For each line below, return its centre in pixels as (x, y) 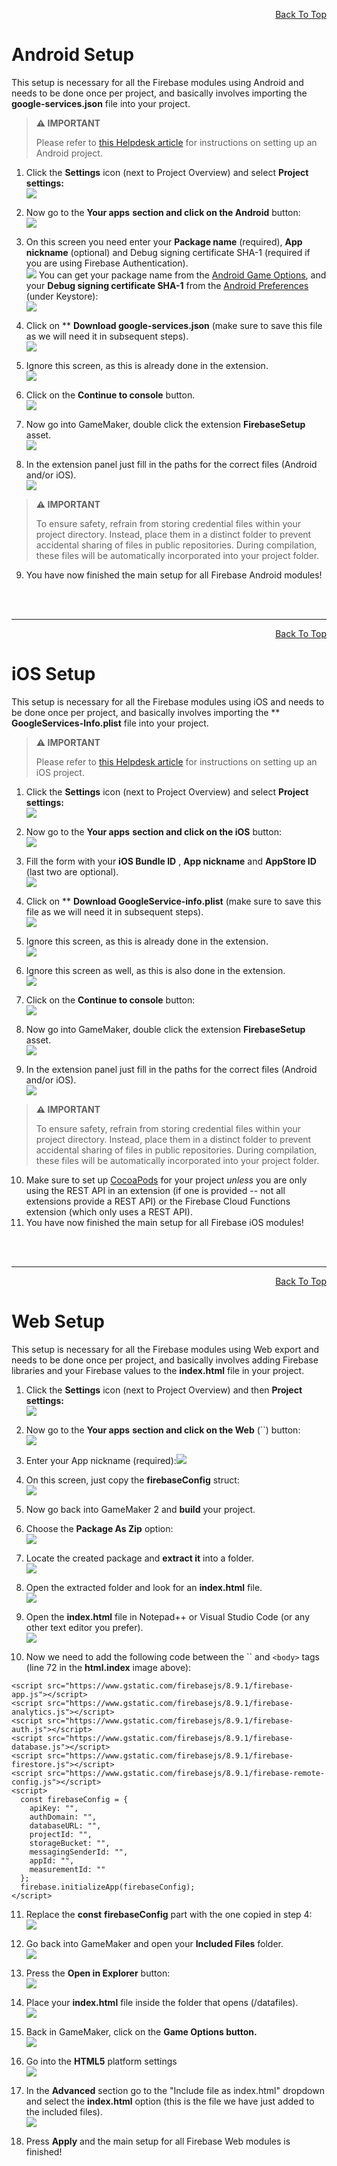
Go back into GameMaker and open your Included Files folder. (154, 1943)
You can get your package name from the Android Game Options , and (182, 275)
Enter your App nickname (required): (101, 1460)
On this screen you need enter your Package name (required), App (164, 241)
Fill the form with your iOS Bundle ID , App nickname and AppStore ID (171, 861)
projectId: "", (61, 1834)
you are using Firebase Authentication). (107, 263)
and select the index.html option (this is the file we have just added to (170, 2101)
